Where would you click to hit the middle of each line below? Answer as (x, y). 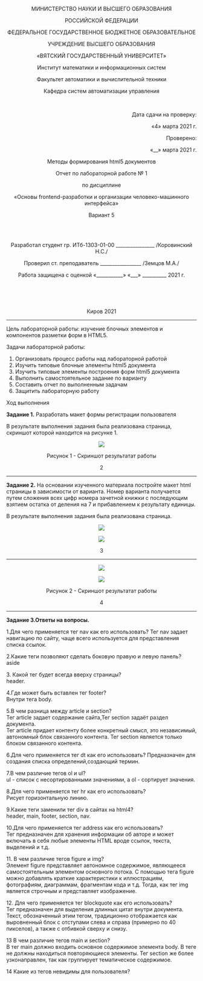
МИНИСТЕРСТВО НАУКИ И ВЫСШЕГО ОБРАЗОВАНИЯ (101, 9)
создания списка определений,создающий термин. (73, 761)
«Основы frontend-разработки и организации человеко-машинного (101, 197)
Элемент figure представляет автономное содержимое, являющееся (96, 865)
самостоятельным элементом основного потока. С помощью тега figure (100, 872)
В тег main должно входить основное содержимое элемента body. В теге (101, 947)
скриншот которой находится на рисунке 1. (62, 433)
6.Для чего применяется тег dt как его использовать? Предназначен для (101, 755)
